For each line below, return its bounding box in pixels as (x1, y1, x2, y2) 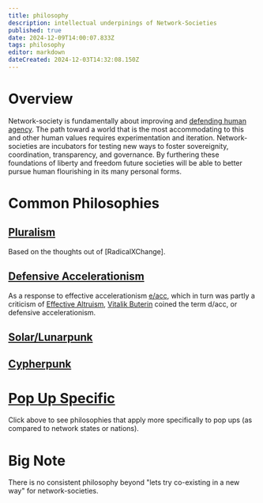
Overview (8, 90, 73, 108)
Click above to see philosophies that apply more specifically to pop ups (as (8, 415, 253, 425)
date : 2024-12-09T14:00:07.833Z (8, 33, 115, 42)
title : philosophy (8, 11, 69, 20)
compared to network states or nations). (8, 424, 140, 433)
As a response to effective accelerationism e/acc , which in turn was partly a (8, 291, 255, 300)
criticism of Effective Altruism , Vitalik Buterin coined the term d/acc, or (8, 299, 238, 309)
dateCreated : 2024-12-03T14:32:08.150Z (8, 56, 140, 64)
